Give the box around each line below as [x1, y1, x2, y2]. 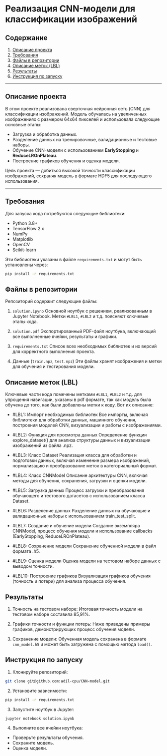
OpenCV [12, 241, 30, 247]
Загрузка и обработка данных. [12, 131, 78, 137]
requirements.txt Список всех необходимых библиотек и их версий [12, 343, 157, 350]
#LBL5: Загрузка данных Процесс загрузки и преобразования [12, 487, 144, 493]
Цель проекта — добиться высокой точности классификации [5, 167, 135, 173]
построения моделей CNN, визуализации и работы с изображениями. [12, 422, 162, 428]
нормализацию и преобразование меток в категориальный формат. [12, 463, 158, 469]
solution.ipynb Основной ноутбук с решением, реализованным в [12, 308, 153, 314]
